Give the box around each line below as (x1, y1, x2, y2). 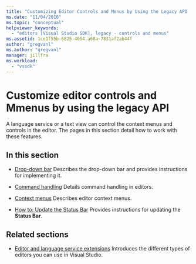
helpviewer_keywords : (6, 25, 59, 31)
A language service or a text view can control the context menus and (6, 121, 173, 128)
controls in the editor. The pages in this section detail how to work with (6, 127, 177, 134)
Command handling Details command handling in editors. (14, 183, 154, 191)
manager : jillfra (6, 52, 49, 58)
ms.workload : (6, 58, 38, 64)
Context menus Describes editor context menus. (14, 195, 132, 202)
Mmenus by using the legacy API (6, 101, 170, 115)
